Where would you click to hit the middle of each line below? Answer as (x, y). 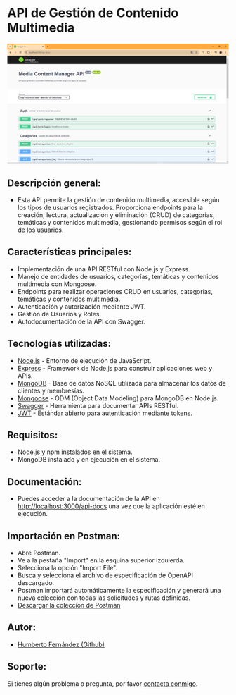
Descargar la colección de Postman (69, 605)
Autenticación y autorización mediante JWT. (81, 306)
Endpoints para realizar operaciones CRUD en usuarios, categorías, (115, 291)
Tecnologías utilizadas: (59, 344)
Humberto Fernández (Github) (61, 644)
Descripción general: (54, 183)
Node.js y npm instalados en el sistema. (75, 452)
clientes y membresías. (51, 390)
